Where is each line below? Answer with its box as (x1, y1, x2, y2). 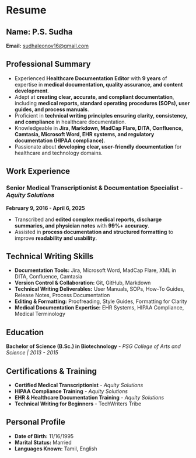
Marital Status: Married (14, 439, 72, 446)
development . (14, 87, 50, 94)
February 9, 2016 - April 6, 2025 (6, 204, 85, 211)
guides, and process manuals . (14, 106, 89, 113)
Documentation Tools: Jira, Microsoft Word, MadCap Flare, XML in (14, 267, 176, 274)
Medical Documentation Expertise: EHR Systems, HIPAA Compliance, (14, 304, 184, 311)
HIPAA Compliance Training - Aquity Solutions (14, 387, 128, 395)
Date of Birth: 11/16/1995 (14, 432, 74, 439)
